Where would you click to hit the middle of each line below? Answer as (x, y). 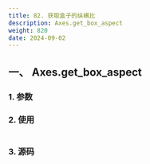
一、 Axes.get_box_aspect (75, 72)
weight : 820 (28, 30)
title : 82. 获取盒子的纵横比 (52, 16)
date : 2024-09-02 (37, 38)
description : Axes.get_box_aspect (66, 23)
